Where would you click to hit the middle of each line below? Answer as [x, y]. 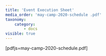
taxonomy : [16, 19]
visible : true [20, 34]
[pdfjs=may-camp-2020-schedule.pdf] [47, 48]
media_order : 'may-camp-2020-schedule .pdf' [54, 15]
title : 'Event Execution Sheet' [40, 10]
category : [25, 24]
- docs [31, 29]
